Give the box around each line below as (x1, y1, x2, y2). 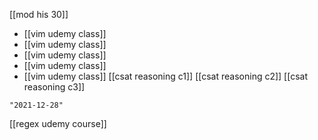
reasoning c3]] (23, 81, 86, 93)
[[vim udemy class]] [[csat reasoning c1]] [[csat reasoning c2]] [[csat (23, 70, 308, 82)
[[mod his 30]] (9, 9, 69, 20)
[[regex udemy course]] (9, 118, 107, 129)
